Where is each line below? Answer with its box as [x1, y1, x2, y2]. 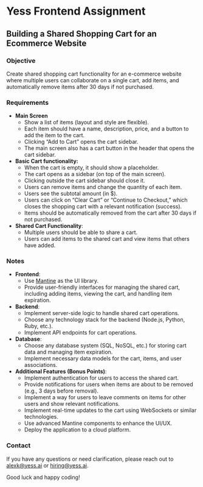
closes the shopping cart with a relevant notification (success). [24, 203, 182, 210]
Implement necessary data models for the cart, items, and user [24, 355, 182, 362]
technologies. [24, 413, 59, 421]
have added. [24, 242, 56, 249]
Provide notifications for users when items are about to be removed [24, 381, 193, 388]
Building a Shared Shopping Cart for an [6, 29, 157, 39]
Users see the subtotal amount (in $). [24, 190, 118, 197]
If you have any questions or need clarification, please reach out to [6, 455, 174, 463]
